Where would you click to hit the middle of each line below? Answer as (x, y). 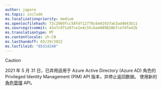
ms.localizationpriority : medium (39, 19)
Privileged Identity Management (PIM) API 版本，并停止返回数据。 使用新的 (81, 76)
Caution (13, 60)
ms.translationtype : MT (30, 32)
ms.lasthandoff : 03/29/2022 (34, 42)
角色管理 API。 (20, 83)
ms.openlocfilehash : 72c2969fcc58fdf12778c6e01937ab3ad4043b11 (71, 23)
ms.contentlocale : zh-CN (31, 37)
